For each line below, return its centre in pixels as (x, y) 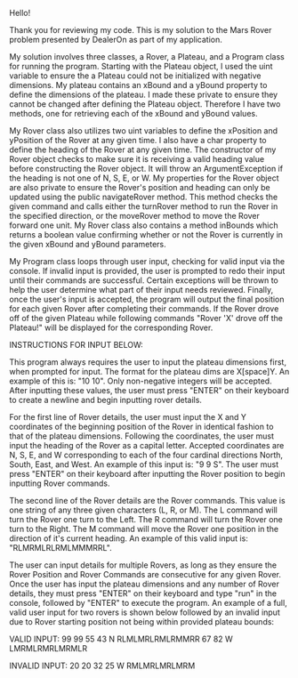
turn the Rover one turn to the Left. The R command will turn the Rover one (146, 519)
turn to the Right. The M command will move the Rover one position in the (144, 529)
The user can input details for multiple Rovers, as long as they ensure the (143, 565)
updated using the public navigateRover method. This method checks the (144, 197)
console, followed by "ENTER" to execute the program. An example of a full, (148, 603)
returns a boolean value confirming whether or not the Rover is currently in (146, 234)
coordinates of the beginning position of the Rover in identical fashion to (141, 427)
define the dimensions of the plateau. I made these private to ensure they (144, 94)
